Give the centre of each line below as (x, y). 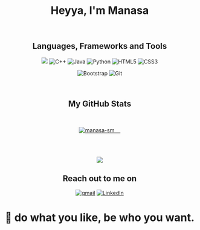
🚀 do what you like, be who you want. (100, 217)
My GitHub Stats (100, 104)
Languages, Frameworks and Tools (100, 46)
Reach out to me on (100, 178)
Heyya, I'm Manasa (100, 11)
